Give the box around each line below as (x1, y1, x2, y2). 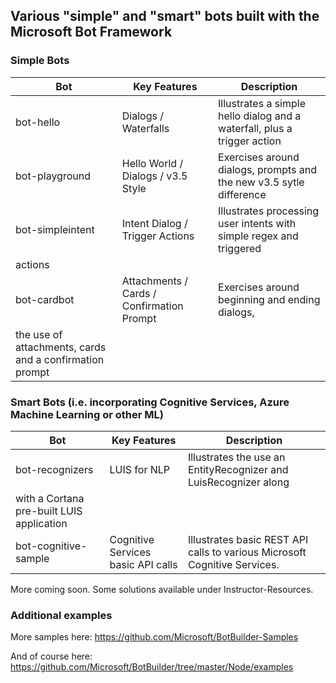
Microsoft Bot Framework (10, 24, 173, 41)
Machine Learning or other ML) (10, 407, 164, 421)
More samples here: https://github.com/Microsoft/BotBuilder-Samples (10, 631, 299, 643)
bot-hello (15, 115, 61, 129)
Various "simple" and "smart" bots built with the (10, 8, 320, 25)
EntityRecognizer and (187, 462, 289, 476)
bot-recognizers (15, 462, 94, 476)
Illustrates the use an (187, 450, 286, 464)
